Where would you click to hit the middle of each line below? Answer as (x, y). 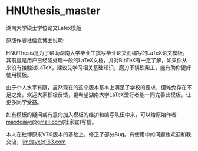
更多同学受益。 (24, 102)
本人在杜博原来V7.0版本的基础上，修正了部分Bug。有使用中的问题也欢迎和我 (99, 134)
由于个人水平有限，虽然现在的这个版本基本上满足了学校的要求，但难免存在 (96, 87)
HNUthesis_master (53, 11)
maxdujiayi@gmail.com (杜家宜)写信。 (52, 122)
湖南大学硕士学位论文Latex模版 (44, 28)
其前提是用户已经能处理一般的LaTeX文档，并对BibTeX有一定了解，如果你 (94, 60)
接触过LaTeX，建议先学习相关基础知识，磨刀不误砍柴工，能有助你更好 (106, 67)
